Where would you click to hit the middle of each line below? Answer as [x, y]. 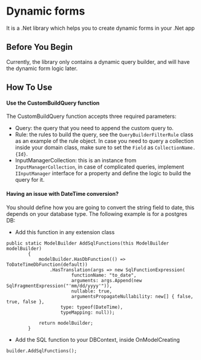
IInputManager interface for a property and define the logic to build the [103, 173]
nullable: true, [92, 291]
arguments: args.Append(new [107, 280]
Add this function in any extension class [65, 232]
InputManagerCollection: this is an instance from [76, 161]
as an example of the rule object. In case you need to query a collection [104, 141]
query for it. [30, 180]
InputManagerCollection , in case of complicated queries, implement [100, 167]
